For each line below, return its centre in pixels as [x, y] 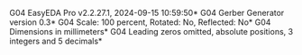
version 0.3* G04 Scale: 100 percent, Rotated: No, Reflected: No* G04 [140, 22]
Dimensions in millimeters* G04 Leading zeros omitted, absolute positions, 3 [151, 31]
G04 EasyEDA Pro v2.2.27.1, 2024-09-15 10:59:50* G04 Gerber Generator [147, 13]
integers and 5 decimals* [56, 41]
